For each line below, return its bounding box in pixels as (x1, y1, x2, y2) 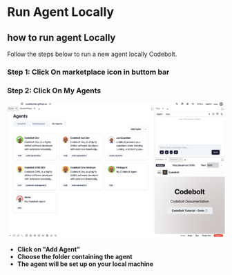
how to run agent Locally (7, 32, 116, 44)
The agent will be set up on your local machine (17, 260, 154, 268)
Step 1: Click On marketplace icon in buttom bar (7, 67, 170, 77)
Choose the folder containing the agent (17, 252, 133, 260)
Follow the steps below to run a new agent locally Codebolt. (7, 50, 177, 58)
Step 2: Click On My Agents (7, 86, 101, 95)
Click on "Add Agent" (17, 245, 81, 253)
